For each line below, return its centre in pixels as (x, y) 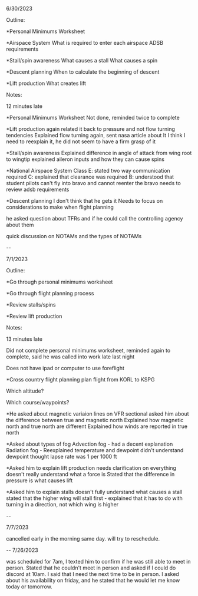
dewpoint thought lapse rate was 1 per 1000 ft (62, 457)
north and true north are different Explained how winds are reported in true (97, 426)
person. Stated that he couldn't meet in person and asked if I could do (91, 568)
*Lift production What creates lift (46, 83)
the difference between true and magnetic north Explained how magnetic (95, 420)
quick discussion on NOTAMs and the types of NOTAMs (74, 236)
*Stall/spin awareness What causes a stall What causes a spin (82, 60)
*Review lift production (34, 316)
